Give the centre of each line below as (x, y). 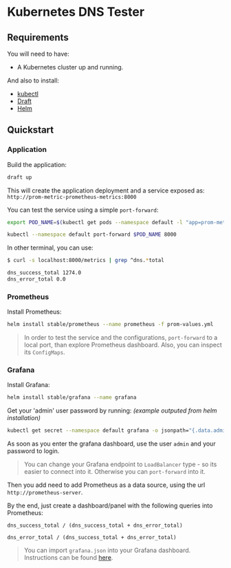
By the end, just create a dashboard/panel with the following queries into (110, 505)
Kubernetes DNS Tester (76, 12)
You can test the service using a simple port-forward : (83, 210)
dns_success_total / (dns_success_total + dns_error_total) (95, 526)
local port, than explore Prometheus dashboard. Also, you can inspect (123, 345)
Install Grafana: (29, 385)
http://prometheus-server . (45, 492)
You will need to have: (38, 54)
